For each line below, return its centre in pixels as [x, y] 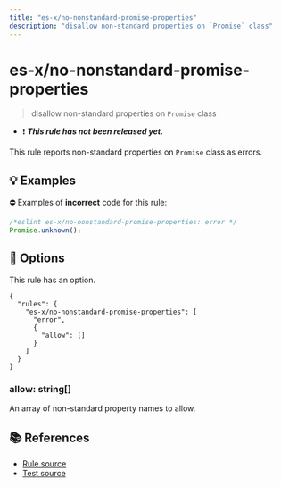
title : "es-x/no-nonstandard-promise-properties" [103, 17]
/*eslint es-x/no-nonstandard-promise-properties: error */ [124, 223]
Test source [44, 473]
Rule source [44, 463]
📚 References [50, 437]
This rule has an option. [53, 280]
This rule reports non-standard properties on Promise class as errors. [136, 152]
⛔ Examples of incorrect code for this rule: [88, 203]
